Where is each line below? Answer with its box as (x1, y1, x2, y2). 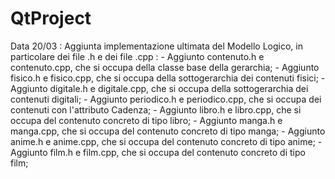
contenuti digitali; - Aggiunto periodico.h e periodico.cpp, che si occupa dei (10, 93, 322, 105)
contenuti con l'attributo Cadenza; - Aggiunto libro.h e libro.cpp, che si (10, 103, 302, 116)
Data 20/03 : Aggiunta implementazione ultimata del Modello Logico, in (10, 40, 303, 52)
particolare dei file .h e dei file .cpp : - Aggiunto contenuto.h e (10, 50, 265, 62)
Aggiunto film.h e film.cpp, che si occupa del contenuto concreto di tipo (10, 146, 306, 158)
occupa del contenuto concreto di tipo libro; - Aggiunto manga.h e (10, 114, 283, 126)
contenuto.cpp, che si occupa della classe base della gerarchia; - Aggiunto (10, 61, 320, 73)
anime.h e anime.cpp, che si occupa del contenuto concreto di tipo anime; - (10, 135, 323, 147)
